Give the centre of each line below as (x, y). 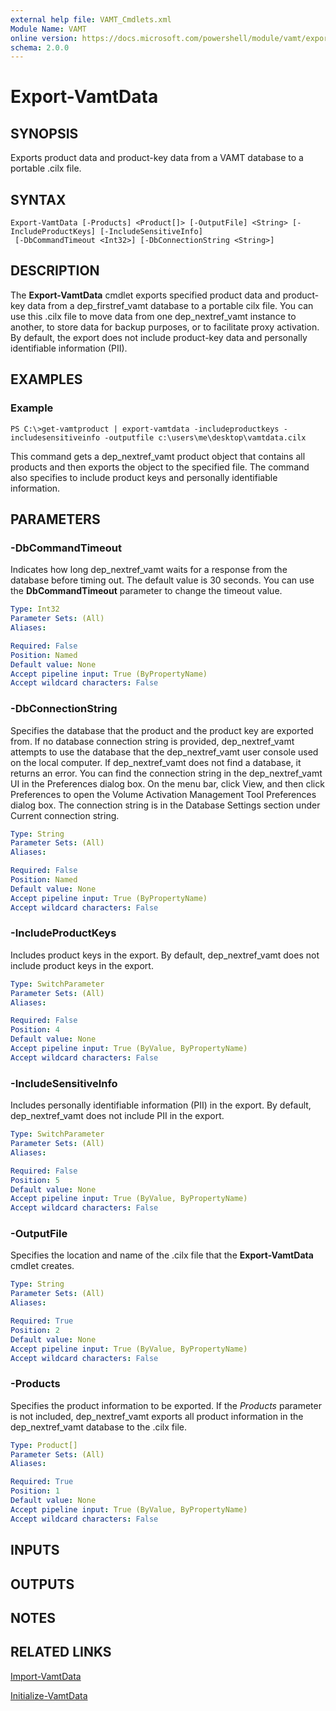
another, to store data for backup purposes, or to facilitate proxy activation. (165, 327)
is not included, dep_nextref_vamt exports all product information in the (157, 1416)
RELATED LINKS (61, 1652)
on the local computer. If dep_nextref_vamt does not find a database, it (156, 762)
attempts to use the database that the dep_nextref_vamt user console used (164, 752)
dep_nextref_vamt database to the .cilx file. (98, 1427)
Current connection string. (65, 815)
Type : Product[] (44, 1445)
